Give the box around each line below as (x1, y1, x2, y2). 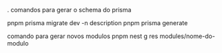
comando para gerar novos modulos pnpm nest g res (7, 32, 159, 40)
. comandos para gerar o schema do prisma (7, 6, 132, 14)
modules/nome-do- (159, 32, 216, 40)
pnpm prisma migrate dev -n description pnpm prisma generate (7, 19, 188, 26)
